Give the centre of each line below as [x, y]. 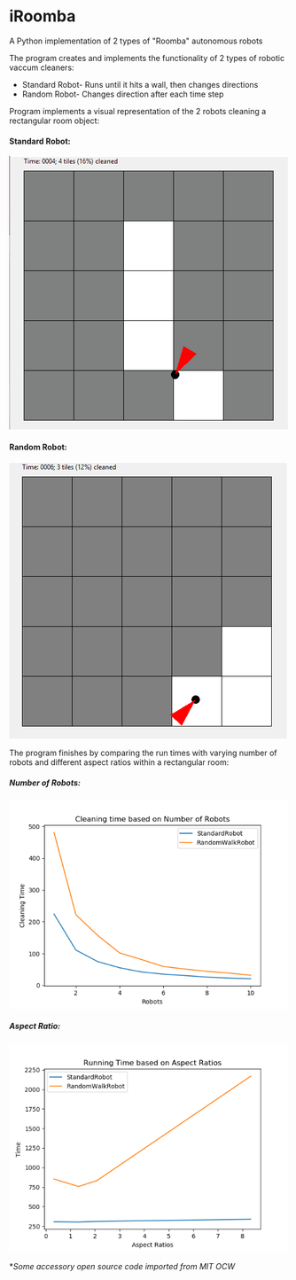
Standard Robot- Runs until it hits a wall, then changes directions [140, 84]
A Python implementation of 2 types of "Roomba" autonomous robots [136, 41]
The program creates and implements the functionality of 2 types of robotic [147, 58]
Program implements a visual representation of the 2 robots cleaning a [138, 111]
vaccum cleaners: [42, 67]
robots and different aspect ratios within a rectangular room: [119, 762]
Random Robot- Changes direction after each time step [123, 94]
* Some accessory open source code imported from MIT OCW [122, 1267]
